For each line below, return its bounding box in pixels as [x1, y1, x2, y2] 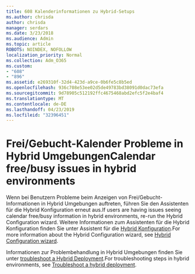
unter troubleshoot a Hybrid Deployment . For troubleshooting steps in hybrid [6, 255, 189, 262]
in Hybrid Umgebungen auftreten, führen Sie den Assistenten [40, 200, 189, 207]
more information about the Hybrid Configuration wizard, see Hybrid [6, 231, 171, 238]
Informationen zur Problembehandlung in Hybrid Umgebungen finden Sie [6, 249, 183, 256]
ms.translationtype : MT [6, 95, 64, 101]
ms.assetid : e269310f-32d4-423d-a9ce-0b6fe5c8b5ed [6, 80, 132, 85]
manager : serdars [6, 25, 49, 31]
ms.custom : [6, 63, 33, 69]
